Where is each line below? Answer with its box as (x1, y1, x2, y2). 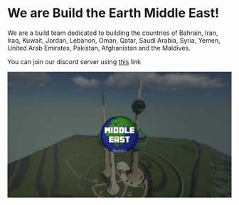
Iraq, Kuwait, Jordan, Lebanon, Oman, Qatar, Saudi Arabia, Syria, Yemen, (7, 36, 221, 44)
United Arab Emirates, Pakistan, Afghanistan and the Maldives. (7, 43, 191, 52)
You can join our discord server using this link (7, 57, 141, 65)
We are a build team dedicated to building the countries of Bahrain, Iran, (7, 28, 218, 37)
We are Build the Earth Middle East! (7, 5, 219, 21)
